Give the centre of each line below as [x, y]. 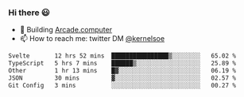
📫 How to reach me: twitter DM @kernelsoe [92, 39]
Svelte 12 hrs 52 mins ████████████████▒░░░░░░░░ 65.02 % [122, 56]
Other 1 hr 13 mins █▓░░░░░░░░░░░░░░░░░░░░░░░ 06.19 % [122, 71]
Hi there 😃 [29, 13]
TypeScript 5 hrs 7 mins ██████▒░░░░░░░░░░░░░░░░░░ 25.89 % [122, 63]
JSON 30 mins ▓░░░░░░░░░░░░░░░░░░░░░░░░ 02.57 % [122, 78]
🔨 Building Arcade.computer [66, 30]
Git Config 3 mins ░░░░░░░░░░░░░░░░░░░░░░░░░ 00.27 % [122, 85]
